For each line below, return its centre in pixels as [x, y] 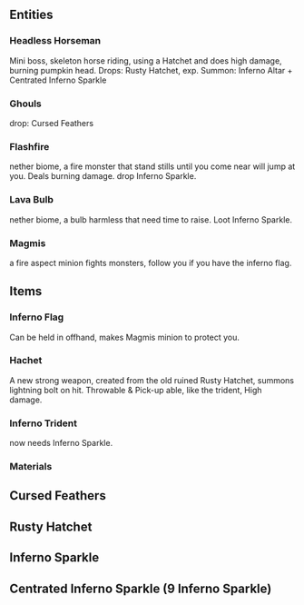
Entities [31, 15]
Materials [31, 467]
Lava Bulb [32, 200]
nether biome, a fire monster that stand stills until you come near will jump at [152, 166]
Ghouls [26, 104]
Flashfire [29, 146]
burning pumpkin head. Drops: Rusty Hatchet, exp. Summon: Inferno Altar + [151, 70]
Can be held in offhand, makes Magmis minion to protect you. [125, 337]
